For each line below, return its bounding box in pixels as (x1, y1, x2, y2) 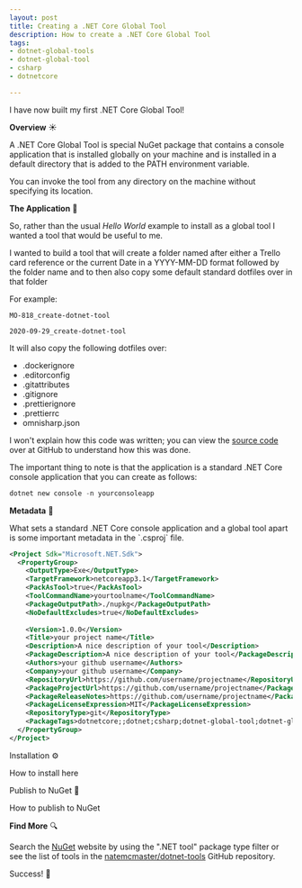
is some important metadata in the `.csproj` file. (9, 532, 184, 543)
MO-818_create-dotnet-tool (9, 311, 111, 320)
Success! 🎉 (9, 868, 51, 879)
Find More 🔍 (9, 820, 58, 831)
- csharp (9, 64, 42, 73)
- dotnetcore (9, 72, 58, 81)
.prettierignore (22, 398, 76, 409)
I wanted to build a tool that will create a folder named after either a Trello (9, 247, 281, 258)
